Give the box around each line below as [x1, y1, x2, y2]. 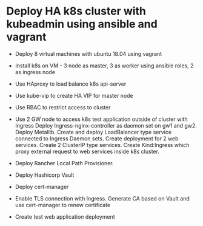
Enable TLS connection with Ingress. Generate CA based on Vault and [15, 194, 190, 202]
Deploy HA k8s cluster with [6, 4, 147, 18]
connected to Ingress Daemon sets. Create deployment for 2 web [15, 135, 179, 142]
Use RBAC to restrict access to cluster [15, 103, 111, 111]
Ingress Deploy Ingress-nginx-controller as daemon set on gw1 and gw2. [15, 122, 197, 129]
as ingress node [15, 68, 56, 75]
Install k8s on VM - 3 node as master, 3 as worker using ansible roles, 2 [15, 62, 194, 69]
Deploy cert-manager [15, 183, 69, 190]
